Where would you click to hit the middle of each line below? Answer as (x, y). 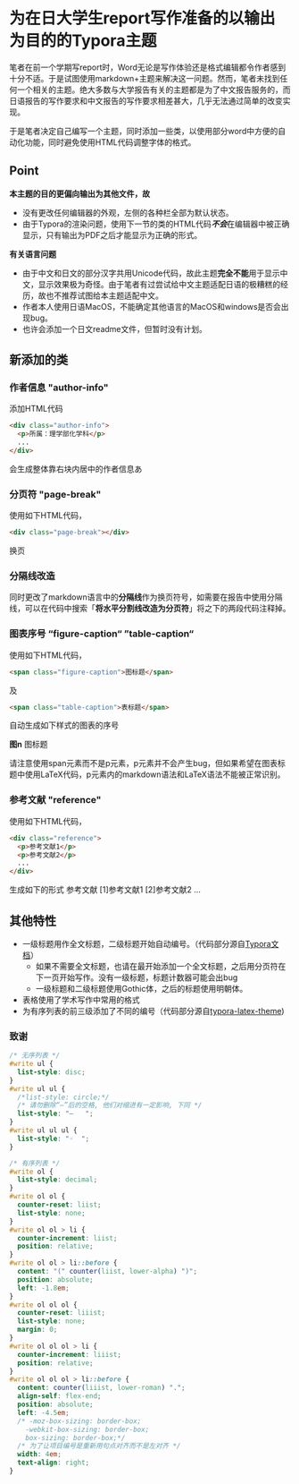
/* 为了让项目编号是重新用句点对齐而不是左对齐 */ (99, 1446)
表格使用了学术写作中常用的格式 (81, 1000)
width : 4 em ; (40, 1454)
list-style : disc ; (52, 1072)
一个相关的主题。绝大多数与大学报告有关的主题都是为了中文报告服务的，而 (154, 90)
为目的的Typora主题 (83, 41)
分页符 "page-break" (55, 494)
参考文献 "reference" (55, 800)
